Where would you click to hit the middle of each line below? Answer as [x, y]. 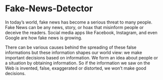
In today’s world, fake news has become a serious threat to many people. [79, 22]
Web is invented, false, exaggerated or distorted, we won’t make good [76, 68]
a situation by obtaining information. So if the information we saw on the [78, 63]
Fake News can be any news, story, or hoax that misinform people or [74, 27]
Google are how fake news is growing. [44, 38]
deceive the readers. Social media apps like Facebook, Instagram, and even [81, 32]
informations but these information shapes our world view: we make [74, 53]
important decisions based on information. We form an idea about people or [81, 57]
